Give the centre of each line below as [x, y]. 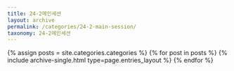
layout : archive [31, 20]
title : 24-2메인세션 [34, 14]
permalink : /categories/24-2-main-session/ [72, 26]
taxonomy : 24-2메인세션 [39, 33]
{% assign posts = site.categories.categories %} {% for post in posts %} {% [117, 53]
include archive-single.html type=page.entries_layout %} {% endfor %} [110, 61]
